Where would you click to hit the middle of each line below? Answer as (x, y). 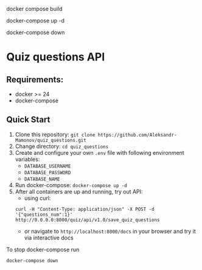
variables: (27, 159)
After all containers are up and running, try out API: (79, 191)
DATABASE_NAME (42, 179)
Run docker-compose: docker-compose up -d (71, 185)
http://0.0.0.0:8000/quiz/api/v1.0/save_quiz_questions (87, 220)
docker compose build (34, 9)
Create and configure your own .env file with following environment (99, 152)
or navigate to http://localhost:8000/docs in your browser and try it (110, 231)
